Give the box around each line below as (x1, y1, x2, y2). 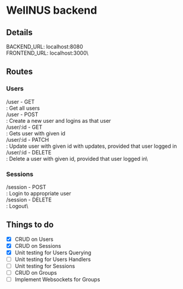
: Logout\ (6, 202, 29, 209)
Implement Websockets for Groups (14, 276, 100, 283)
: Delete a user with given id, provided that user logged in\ (6, 155, 148, 162)
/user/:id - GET (6, 123, 43, 130)
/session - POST (6, 183, 46, 191)
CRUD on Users (14, 235, 53, 243)
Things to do (6, 220, 54, 230)
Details (6, 27, 33, 38)
